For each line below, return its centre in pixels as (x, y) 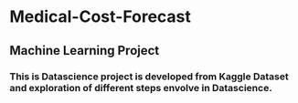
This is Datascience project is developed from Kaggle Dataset (149, 77)
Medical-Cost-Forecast (101, 17)
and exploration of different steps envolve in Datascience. (141, 88)
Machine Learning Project (85, 51)
